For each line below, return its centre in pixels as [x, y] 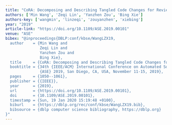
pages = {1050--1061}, [39, 77]
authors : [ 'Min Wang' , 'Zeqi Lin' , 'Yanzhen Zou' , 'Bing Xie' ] [74, 15]
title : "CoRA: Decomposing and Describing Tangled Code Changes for [80, 10]
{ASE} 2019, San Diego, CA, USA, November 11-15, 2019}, [102, 72]
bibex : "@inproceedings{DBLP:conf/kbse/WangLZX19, [60, 39]
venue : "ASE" [19, 34]
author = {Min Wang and [39, 43]
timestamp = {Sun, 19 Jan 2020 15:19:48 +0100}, [63, 100]
